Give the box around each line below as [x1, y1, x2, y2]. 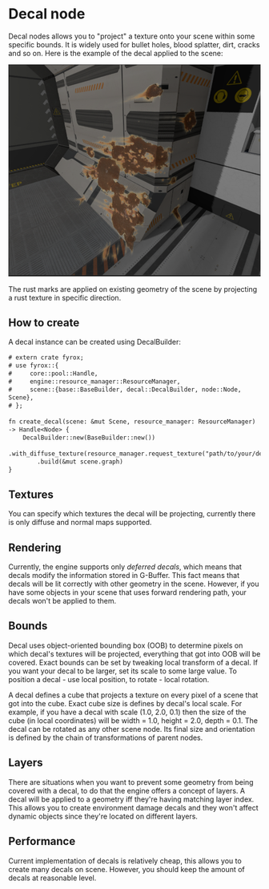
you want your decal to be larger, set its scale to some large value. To [8, 666, 238, 676]
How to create [8, 316, 80, 329]
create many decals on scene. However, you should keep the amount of [8, 864, 246, 874]
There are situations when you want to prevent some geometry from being [8, 777, 254, 786]
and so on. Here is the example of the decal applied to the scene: [8, 48, 223, 58]
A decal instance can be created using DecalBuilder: [8, 337, 182, 347]
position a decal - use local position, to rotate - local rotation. [8, 674, 210, 684]
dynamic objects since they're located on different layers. [8, 811, 199, 821]
